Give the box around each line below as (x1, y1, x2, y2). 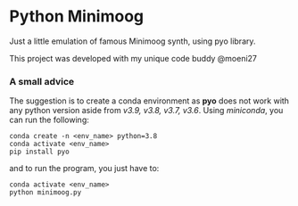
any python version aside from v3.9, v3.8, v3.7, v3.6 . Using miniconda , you (9, 105, 284, 116)
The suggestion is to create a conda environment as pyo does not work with (9, 95, 290, 106)
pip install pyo (9, 147, 70, 157)
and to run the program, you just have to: (9, 163, 160, 174)
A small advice (9, 75, 75, 87)
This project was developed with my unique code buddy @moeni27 (9, 53, 257, 63)
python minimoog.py (9, 188, 82, 197)
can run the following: (9, 114, 89, 126)
